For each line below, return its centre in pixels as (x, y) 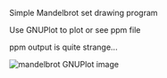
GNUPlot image (90, 64)
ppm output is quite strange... (63, 47)
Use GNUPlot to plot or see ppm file (75, 30)
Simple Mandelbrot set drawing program (83, 13)
